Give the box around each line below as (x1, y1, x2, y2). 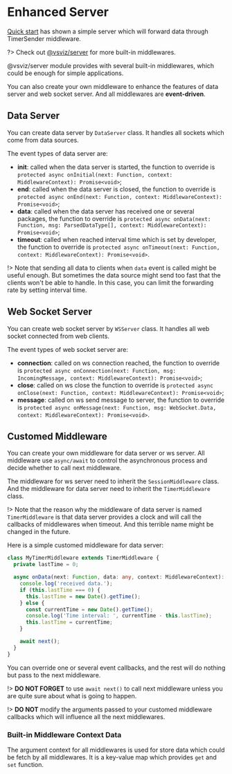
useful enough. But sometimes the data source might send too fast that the (7, 271, 222, 279)
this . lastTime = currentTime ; (25, 619, 113, 626)
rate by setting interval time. (7, 286, 87, 294)
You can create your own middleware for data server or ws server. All (7, 449, 206, 458)
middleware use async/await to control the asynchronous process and (7, 456, 208, 465)
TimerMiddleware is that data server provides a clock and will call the (7, 513, 202, 522)
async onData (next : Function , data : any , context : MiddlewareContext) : (13, 574, 225, 581)
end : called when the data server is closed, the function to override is (17, 185, 216, 193)
